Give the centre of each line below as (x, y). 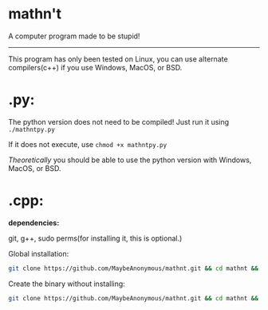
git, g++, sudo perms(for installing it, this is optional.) (95, 238)
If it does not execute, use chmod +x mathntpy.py (88, 144)
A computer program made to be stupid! (74, 36)
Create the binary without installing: (67, 284)
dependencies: (34, 223)
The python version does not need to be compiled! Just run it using (119, 121)
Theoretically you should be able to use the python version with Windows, (130, 160)
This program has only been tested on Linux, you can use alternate (118, 59)
